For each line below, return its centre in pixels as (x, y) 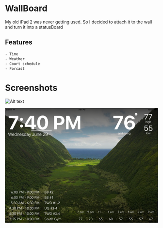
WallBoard (26, 8)
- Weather (15, 59)
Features (19, 42)
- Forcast (15, 68)
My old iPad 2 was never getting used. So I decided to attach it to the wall (79, 22)
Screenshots (31, 88)
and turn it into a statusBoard (34, 27)
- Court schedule (23, 64)
